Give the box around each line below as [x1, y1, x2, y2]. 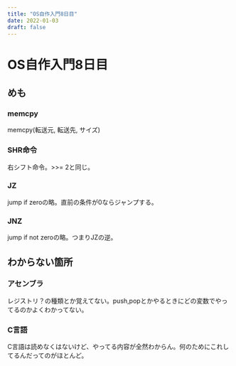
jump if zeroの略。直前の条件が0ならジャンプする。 [7, 198, 158, 206]
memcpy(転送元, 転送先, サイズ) [7, 126, 101, 134]
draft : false [7, 23, 46, 31]
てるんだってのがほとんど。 [7, 351, 88, 360]
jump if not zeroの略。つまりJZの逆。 [7, 233, 117, 242]
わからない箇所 [7, 256, 73, 268]
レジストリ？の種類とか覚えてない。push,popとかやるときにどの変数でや [7, 296, 222, 305]
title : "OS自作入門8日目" [7, 10, 78, 18]
